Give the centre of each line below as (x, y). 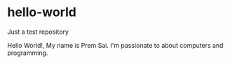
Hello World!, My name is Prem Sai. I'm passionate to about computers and (115, 45)
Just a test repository (38, 32)
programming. (28, 53)
